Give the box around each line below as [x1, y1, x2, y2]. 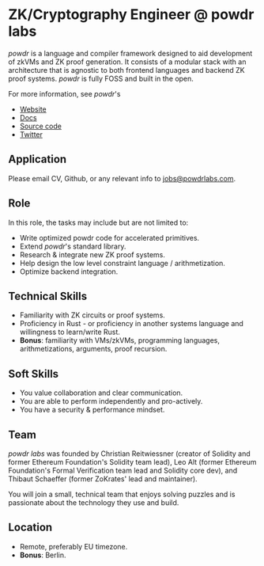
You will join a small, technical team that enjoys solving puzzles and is [8, 489, 236, 499]
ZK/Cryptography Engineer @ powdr [8, 6, 255, 24]
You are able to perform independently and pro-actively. [19, 397, 203, 406]
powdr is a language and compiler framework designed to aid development [8, 48, 253, 58]
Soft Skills [8, 367, 59, 381]
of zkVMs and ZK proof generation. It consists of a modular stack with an [8, 57, 247, 66]
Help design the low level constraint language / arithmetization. [19, 258, 225, 268]
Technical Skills [8, 289, 88, 302]
